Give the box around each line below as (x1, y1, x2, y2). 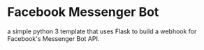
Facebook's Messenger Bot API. (7, 34, 100, 42)
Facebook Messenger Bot (7, 4, 159, 20)
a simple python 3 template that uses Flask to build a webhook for (7, 27, 197, 35)
